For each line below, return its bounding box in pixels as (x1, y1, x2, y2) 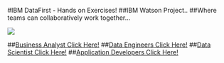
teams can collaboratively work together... (7, 13, 131, 22)
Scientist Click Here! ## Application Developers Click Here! (7, 48, 179, 56)
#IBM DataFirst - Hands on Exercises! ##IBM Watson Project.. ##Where (7, 6, 217, 14)
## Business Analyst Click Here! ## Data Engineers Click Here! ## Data (7, 40, 211, 49)
